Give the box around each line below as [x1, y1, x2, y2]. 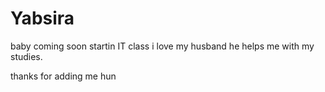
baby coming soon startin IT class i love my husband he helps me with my [10, 40, 315, 52]
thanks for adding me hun [10, 70, 117, 82]
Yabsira [10, 7, 75, 30]
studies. [10, 50, 43, 62]
